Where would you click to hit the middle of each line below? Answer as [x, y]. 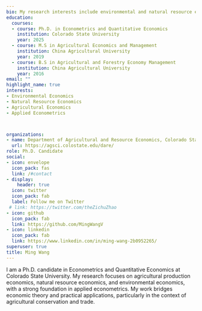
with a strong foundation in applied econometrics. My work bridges [90, 289]
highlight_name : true [33, 85]
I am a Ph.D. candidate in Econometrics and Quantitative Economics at [93, 269]
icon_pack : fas [31, 168]
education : [20, 18]
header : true [33, 185]
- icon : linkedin [28, 230]
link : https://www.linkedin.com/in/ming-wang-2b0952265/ [84, 241]
